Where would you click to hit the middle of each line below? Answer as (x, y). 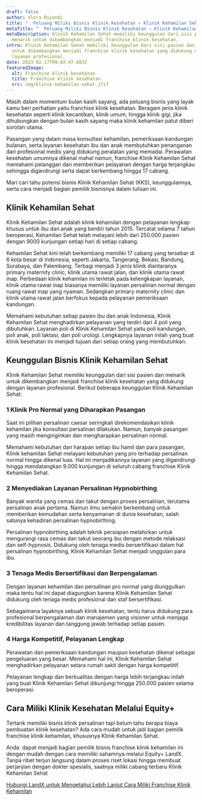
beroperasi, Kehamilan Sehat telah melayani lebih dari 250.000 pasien (93, 235)
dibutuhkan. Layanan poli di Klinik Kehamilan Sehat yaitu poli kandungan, (96, 328)
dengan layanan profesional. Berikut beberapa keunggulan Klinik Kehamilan (100, 387)
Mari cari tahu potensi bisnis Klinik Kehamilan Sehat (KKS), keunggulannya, (99, 182)
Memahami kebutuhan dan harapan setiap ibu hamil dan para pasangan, (96, 447)
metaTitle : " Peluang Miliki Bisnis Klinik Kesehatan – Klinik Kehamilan (102, 29)
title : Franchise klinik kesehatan (56, 79)
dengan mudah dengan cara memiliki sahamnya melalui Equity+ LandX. (95, 754)
